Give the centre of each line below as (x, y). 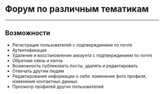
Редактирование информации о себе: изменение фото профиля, (79, 76)
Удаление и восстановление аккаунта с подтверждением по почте (82, 55)
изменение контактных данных (45, 81)
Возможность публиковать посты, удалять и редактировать (75, 66)
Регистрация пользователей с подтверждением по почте (72, 45)
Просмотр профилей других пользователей (58, 86)
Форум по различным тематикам (77, 9)
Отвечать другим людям (38, 71)
